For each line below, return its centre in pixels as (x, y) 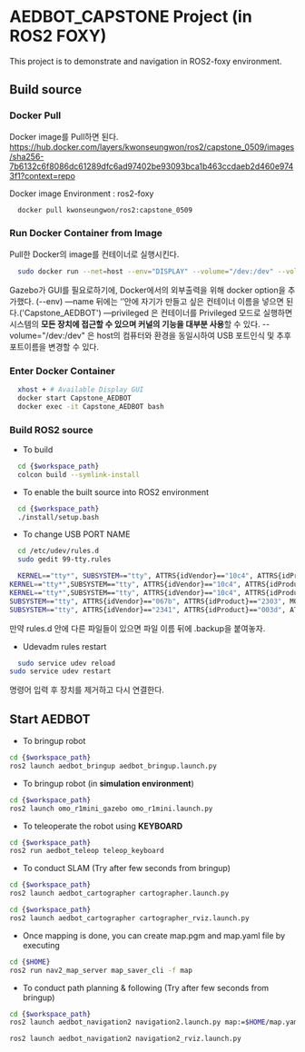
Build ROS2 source (51, 430)
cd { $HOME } (30, 962)
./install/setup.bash (59, 517)
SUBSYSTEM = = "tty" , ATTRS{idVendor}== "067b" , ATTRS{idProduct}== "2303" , (148, 601)
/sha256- (27, 156)
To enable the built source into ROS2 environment (116, 491)
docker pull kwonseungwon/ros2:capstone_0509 (105, 210)
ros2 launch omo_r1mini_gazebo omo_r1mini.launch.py (111, 809)
